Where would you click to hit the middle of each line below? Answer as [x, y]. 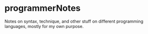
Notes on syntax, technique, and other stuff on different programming [74, 21]
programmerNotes [43, 8]
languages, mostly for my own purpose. [44, 26]
